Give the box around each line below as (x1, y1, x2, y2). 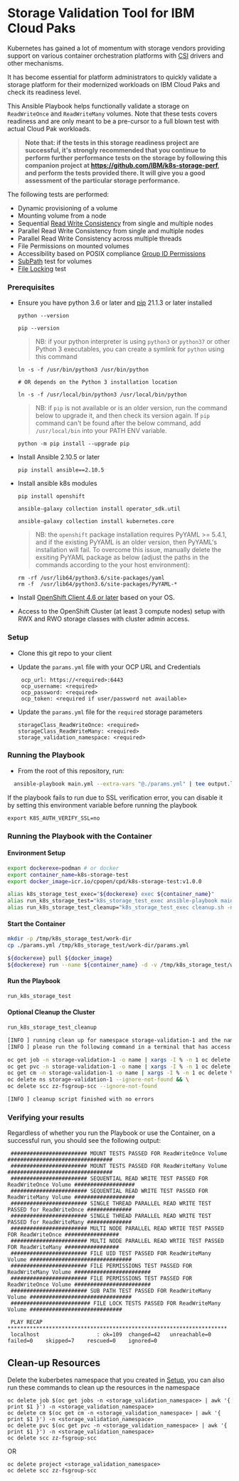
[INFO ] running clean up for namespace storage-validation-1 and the (7, 1037, 221, 1044)
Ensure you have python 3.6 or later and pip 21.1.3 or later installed (17, 298, 213, 307)
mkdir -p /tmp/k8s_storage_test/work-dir (7, 935, 132, 942)
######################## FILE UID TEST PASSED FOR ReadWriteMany (10, 1250, 212, 1257)
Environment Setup (7, 849, 66, 857)
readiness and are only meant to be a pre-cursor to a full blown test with (7, 116, 219, 126)
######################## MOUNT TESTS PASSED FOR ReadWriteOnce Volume (10, 1150, 228, 1157)
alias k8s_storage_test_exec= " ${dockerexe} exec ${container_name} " (7, 890, 215, 898)
